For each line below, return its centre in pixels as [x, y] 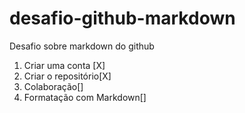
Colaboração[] [53, 86]
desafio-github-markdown [122, 18]
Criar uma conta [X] [64, 65]
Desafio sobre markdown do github [82, 46]
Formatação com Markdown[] [85, 97]
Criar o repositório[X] [67, 76]
